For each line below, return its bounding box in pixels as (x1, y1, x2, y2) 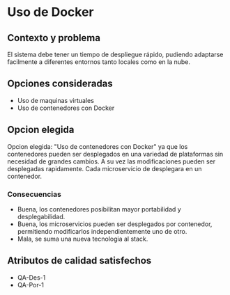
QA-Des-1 (17, 273, 46, 282)
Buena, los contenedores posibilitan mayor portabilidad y (17, 205, 181, 213)
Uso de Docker (7, 4, 94, 20)
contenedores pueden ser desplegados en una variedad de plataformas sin (7, 150, 224, 158)
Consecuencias (7, 189, 61, 199)
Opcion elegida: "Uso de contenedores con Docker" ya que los (7, 142, 188, 150)
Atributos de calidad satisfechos (7, 255, 152, 266)
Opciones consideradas (7, 78, 113, 90)
